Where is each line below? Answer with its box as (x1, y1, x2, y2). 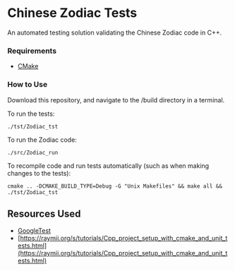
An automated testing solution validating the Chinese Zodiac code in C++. (7, 28, 222, 37)
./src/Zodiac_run (7, 149, 59, 156)
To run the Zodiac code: (7, 135, 78, 144)
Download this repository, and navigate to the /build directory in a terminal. (7, 95, 225, 104)
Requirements (7, 46, 57, 56)
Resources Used (7, 207, 81, 219)
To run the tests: (7, 109, 55, 118)
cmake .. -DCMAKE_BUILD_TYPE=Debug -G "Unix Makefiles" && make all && (7, 182, 222, 190)
